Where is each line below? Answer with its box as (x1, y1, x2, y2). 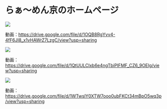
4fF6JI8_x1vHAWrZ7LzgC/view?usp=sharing (5, 37, 97, 43)
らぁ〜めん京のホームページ (5, 4, 119, 16)
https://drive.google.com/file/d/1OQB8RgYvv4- (18, 31, 115, 37)
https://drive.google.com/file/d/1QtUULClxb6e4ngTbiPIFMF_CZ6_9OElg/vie (5, 62, 160, 68)
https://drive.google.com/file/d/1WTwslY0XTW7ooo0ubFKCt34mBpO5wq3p (5, 93, 162, 99)
